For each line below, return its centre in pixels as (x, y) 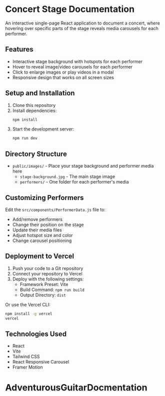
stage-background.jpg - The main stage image (67, 176)
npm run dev (25, 138)
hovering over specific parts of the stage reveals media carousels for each (82, 28)
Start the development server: (43, 129)
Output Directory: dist (43, 295)
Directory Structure (36, 154)
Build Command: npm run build (52, 289)
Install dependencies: (34, 110)
